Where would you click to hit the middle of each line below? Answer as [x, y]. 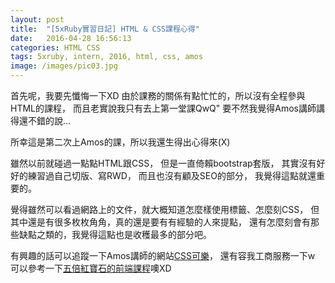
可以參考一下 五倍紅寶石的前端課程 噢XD [91, 268]
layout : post [37, 19]
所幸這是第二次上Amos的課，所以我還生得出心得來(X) [120, 142]
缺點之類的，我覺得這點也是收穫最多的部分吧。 [115, 234]
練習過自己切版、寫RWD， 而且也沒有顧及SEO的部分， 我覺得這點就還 [172, 175]
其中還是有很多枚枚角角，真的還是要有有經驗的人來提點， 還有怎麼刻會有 [160, 222]
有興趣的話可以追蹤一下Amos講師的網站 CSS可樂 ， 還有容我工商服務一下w [163, 255]
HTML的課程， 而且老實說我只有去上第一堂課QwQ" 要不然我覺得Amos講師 [163, 108]
